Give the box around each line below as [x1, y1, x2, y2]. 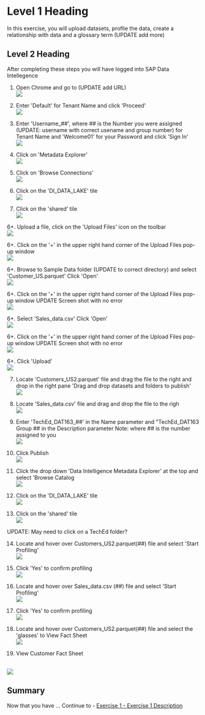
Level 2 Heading [7, 49, 70, 60]
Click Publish [15, 449, 49, 456]
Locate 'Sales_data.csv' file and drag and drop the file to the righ [15, 400, 179, 407]
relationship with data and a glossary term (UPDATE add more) [7, 31, 165, 38]
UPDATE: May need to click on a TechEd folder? [7, 528, 128, 535]
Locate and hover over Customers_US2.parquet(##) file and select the [15, 625, 193, 632]
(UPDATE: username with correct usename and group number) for [15, 126, 183, 133]
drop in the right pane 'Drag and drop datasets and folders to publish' [15, 382, 192, 389]
